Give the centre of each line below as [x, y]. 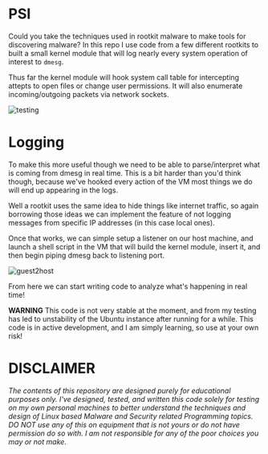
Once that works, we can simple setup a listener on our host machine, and [131, 238]
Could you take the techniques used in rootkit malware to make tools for [127, 36]
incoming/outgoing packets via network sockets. [89, 94]
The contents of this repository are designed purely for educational [120, 391]
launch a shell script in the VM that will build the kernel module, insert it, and [134, 246]
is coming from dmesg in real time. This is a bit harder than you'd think [125, 172]
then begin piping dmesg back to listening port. [87, 255]
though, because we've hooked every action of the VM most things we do [130, 181]
